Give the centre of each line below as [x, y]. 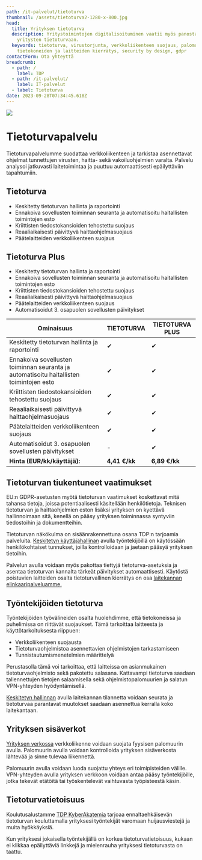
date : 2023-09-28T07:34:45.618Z [47, 96]
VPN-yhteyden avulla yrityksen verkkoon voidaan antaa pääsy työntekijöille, [100, 775]
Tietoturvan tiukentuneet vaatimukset [79, 482]
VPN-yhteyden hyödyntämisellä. [46, 685]
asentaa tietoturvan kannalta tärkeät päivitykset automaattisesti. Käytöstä [97, 572]
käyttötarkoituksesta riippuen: [43, 630]
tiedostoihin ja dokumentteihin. [44, 523]
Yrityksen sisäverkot [46, 729]
